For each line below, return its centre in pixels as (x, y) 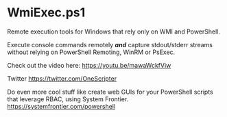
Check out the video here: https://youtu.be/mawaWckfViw (89, 65)
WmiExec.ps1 (46, 13)
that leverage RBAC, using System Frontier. (68, 99)
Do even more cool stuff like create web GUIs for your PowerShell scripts (110, 92)
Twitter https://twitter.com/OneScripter (62, 78)
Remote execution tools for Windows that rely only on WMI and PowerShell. (114, 31)
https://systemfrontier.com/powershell (61, 106)
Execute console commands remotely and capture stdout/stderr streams (110, 44)
